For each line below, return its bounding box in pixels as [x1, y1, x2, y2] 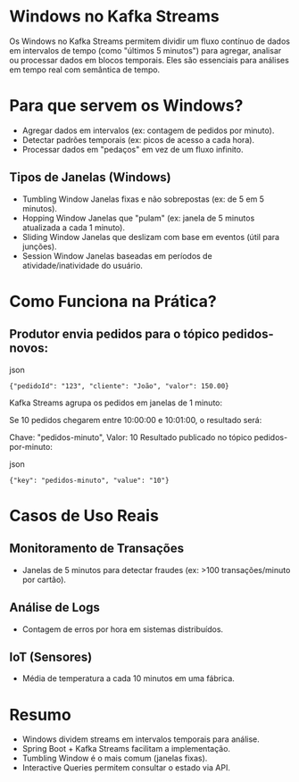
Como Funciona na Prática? [9, 291, 217, 312]
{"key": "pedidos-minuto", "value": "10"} [9, 476, 170, 485]
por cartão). [21, 574, 67, 585]
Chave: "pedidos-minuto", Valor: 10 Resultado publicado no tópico [9, 431, 253, 443]
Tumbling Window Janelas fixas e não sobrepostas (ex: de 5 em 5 [21, 194, 265, 204]
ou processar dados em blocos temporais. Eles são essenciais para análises [9, 54, 290, 65]
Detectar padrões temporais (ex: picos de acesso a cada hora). [21, 134, 255, 145]
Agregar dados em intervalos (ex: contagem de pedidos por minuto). [21, 125, 275, 136]
